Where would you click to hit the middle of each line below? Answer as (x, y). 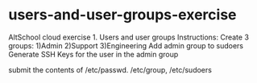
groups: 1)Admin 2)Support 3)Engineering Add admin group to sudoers (126, 45)
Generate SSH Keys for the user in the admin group (93, 54)
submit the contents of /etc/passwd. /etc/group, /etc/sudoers (110, 69)
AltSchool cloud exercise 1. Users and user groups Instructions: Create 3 (129, 37)
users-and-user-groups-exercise (122, 15)
